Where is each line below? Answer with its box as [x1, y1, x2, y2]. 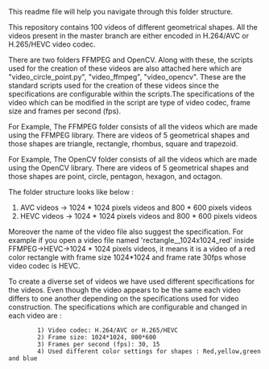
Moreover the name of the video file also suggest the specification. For [8, 227, 244, 236]
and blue [8, 355, 38, 363]
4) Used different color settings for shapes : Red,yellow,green [37, 347, 262, 355]
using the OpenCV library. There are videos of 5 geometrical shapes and [8, 163, 250, 172]
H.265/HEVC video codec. [8, 39, 96, 49]
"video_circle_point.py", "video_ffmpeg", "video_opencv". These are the [8, 72, 246, 81]
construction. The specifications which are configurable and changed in [8, 302, 247, 312]
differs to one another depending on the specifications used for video [8, 293, 239, 303]
